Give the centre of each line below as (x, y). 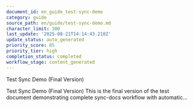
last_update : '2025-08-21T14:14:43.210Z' (59, 34)
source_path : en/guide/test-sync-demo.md (59, 23)
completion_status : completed (44, 57)
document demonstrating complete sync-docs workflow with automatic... (97, 97)
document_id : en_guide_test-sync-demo (55, 12)
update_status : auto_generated (45, 40)
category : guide (26, 17)
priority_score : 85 (31, 46)
